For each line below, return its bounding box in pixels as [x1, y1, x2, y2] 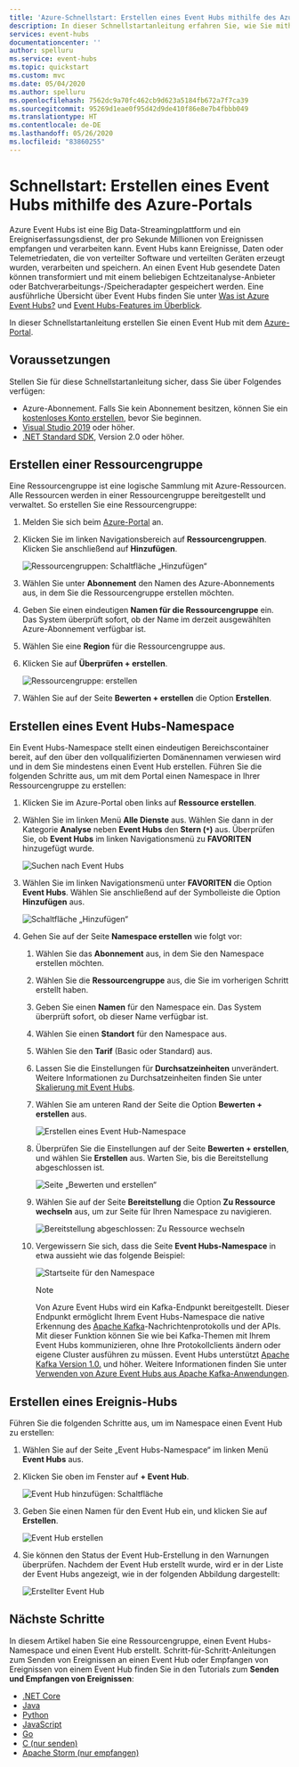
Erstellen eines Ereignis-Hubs [9, 1394, 178, 1409]
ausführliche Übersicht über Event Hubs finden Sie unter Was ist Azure [9, 290, 270, 301]
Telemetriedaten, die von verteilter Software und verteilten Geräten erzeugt [9, 252, 285, 263]
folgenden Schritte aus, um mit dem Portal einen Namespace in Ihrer [9, 771, 261, 781]
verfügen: [9, 385, 45, 397]
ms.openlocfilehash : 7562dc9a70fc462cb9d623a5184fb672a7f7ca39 [9, 95, 249, 105]
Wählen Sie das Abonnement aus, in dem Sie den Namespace [35, 948, 264, 959]
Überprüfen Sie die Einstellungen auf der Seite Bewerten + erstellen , [35, 1143, 289, 1154]
